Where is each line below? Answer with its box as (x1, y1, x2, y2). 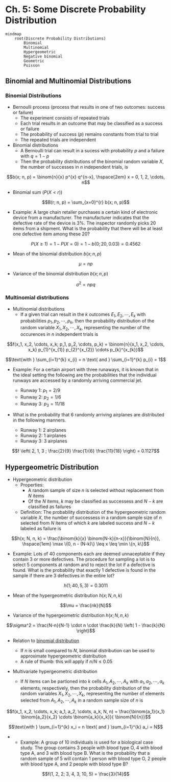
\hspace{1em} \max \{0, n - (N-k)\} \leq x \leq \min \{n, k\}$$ (22, 541, 150, 547)
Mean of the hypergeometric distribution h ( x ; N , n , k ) (12, 592, 123, 598)
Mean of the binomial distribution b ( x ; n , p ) (12, 250, 102, 257)
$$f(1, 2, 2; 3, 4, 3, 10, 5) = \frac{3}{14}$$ (42, 771, 130, 777)
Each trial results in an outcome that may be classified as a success (20, 120, 163, 126)
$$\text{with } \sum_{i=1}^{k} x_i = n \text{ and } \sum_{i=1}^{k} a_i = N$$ (8, 724, 163, 730)
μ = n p (79, 260, 93, 267)
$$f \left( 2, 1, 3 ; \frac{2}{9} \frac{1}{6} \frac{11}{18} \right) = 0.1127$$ (12, 448, 160, 454)
